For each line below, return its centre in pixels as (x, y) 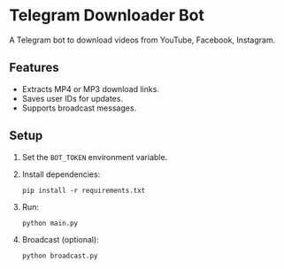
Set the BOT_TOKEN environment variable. (95, 157)
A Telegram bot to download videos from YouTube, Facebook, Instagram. (142, 40)
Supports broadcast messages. (79, 108)
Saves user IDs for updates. (73, 98)
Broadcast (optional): (60, 239)
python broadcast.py (60, 256)
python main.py (50, 223)
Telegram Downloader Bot (107, 15)
